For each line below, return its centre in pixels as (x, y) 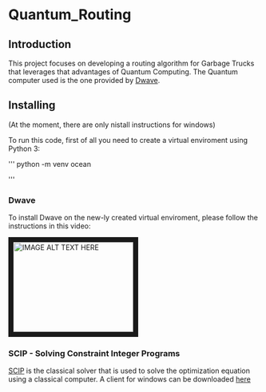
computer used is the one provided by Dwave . (84, 80)
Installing (32, 105)
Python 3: (24, 148)
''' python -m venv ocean (50, 164)
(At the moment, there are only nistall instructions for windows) (112, 125)
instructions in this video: (50, 226)
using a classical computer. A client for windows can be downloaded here (130, 379)
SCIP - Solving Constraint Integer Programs (94, 354)
